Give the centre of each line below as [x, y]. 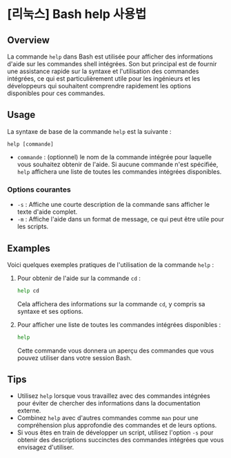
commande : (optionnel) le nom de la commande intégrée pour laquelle [114, 157]
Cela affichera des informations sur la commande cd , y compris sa [111, 303]
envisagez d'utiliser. [46, 447]
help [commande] [30, 144]
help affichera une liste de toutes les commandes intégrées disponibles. [119, 171]
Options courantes [39, 189]
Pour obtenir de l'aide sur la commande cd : [79, 278]
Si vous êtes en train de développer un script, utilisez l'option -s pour [115, 432]
